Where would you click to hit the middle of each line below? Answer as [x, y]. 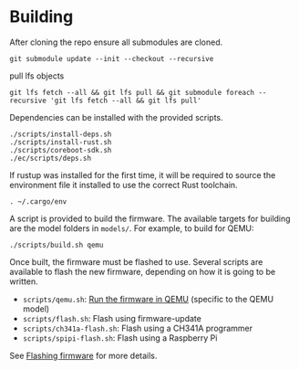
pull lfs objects [37, 76]
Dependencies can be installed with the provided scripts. [116, 117]
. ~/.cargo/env [38, 201]
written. [24, 281]
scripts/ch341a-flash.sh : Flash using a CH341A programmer [138, 328]
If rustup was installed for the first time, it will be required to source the [143, 174]
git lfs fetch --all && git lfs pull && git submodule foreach [132, 92]
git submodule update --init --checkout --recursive [112, 58]
